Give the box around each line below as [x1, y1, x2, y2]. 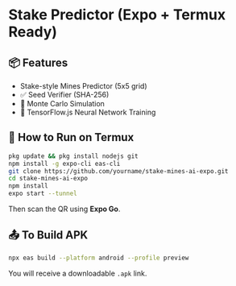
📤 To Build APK [8, 228, 89, 242]
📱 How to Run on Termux [8, 131, 135, 144]
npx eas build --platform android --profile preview [8, 254, 189, 262]
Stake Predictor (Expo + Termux [8, 6, 226, 24]
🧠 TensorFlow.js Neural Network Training [19, 107, 156, 117]
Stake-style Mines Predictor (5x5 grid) [19, 81, 147, 90]
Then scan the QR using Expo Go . [8, 204, 121, 214]
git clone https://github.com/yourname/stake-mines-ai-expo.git [8, 167, 229, 175]
